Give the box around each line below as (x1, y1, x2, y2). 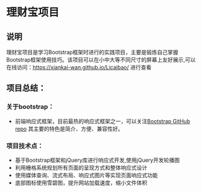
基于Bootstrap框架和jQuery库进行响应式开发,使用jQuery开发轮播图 (14, 156, 180, 164)
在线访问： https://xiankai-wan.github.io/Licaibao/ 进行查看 (6, 64, 152, 71)
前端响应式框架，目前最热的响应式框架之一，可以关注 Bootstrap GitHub (14, 117, 191, 124)
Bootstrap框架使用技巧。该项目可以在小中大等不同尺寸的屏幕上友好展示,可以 (6, 56, 196, 63)
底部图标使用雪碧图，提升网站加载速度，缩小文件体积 (14, 179, 148, 186)
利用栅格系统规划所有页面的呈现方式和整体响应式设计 (14, 164, 148, 171)
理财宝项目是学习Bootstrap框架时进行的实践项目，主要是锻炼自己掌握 (6, 49, 179, 56)
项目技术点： (6, 141, 44, 150)
